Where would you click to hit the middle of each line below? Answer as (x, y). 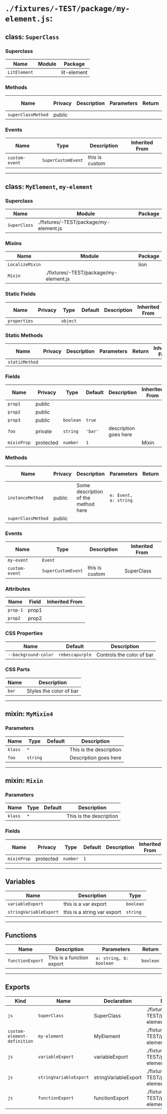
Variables (20, 882)
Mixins (13, 244)
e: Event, (121, 495)
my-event (18, 560)
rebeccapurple (75, 655)
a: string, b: (112, 958)
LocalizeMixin (24, 265)
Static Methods (24, 335)
